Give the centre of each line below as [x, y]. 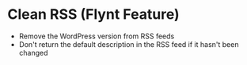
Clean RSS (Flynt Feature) [93, 14]
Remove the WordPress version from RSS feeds [97, 36]
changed [33, 52]
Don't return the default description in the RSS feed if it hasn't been [129, 44]
